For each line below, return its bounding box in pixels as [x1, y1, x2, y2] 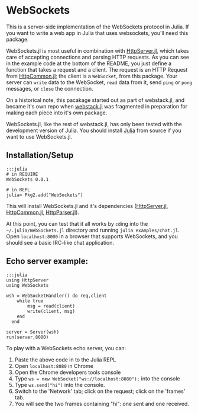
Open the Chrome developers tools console [14, 369, 121, 376]
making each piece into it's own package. [6, 109, 108, 116]
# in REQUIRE [6, 171, 38, 177]
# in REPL [6, 187, 31, 193]
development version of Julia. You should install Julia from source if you [6, 127, 181, 134]
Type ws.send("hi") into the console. [14, 381, 105, 388]
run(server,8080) [6, 334, 49, 340]
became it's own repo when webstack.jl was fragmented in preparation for [6, 103, 188, 110]
